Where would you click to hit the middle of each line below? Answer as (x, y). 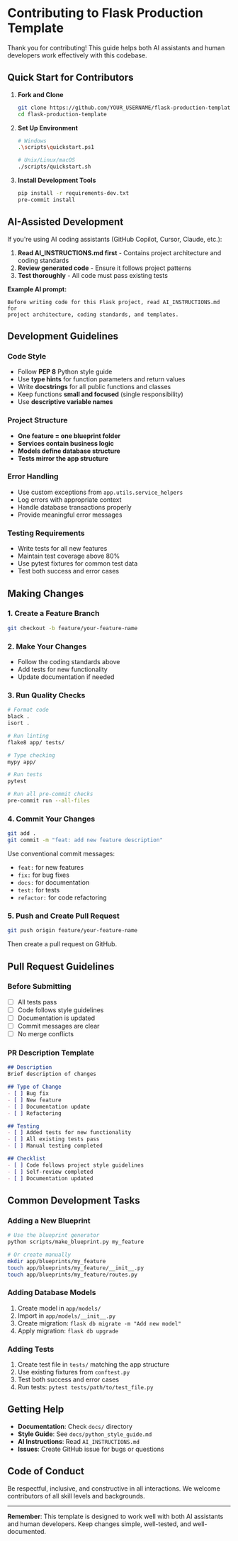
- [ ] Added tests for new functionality (69, 1133)
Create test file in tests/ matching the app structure (93, 1365)
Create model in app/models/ (59, 1308)
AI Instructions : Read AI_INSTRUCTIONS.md (79, 1441)
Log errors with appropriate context (69, 499)
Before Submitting (39, 987)
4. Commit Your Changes (51, 819)
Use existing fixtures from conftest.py (74, 1372)
